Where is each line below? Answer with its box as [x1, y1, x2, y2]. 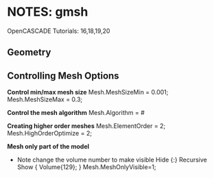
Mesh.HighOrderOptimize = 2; [7, 129, 93, 138]
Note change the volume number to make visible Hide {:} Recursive [16, 155, 208, 164]
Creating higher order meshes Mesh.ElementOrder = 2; [7, 122, 166, 130]
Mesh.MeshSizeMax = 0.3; [7, 95, 83, 103]
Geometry [7, 47, 51, 58]
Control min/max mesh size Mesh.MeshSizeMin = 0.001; [7, 88, 169, 97]
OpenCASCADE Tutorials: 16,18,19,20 [7, 27, 110, 35]
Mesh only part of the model [7, 142, 90, 151]
